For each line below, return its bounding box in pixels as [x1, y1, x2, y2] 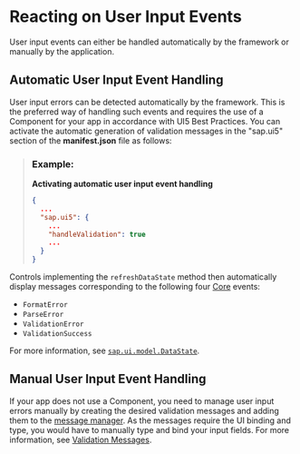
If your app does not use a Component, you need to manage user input [9, 395, 275, 406]
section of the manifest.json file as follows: [9, 134, 172, 146]
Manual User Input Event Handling [9, 371, 207, 387]
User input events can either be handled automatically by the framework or [9, 36, 290, 47]
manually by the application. [9, 45, 115, 56]
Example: [31, 157, 74, 170]
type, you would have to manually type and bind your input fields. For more [9, 424, 290, 435]
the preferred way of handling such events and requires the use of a [9, 106, 265, 117]
